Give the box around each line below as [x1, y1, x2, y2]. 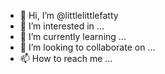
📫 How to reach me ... [19, 53, 113, 64]
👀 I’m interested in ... [19, 20, 105, 32]
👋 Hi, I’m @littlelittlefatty [19, 10, 119, 21]
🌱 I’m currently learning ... [19, 31, 127, 42]
